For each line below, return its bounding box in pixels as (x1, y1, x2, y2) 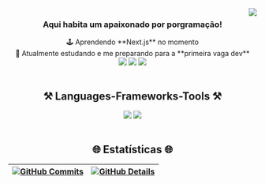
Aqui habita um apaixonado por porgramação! (43, 19, 222, 30)
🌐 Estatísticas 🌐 (91, 142, 174, 156)
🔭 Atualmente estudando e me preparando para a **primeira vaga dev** (15, 49, 250, 58)
